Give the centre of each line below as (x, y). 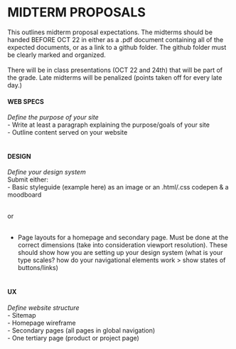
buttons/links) (38, 268)
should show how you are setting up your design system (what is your (120, 253)
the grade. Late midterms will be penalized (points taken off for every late (115, 77)
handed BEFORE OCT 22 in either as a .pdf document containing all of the (116, 39)
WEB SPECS (26, 101)
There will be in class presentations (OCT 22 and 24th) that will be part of (115, 70)
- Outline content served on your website (68, 132)
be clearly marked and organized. (57, 55)
